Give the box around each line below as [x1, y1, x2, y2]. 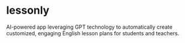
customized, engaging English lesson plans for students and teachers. [6, 29, 180, 36]
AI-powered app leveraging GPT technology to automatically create [6, 23, 172, 30]
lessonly [6, 4, 50, 17]
